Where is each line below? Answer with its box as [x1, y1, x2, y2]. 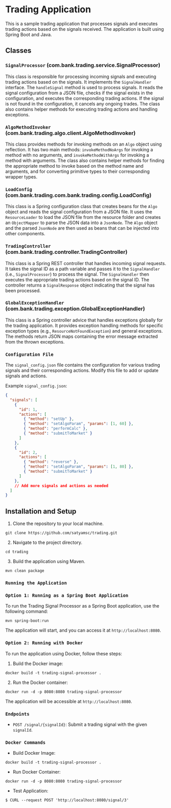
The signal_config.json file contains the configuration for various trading [5, 362, 160, 368]
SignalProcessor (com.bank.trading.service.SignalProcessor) [5, 62, 161, 69]
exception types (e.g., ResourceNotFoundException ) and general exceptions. [5, 328, 163, 334]
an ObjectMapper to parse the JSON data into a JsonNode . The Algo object [5, 219, 158, 226]
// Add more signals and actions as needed [14, 483, 109, 488]
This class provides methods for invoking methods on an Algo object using [5, 141, 162, 147]
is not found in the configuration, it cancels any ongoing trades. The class [5, 100, 160, 107]
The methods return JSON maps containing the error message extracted [5, 333, 158, 339]
